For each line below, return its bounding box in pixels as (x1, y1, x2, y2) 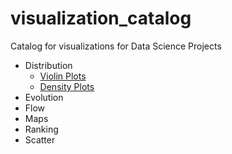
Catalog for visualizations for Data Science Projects (10, 40, 222, 52)
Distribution (24, 59, 73, 71)
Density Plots (39, 80, 95, 92)
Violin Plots (39, 70, 87, 82)
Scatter (24, 133, 56, 146)
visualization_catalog (10, 7, 192, 30)
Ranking (24, 123, 59, 135)
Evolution (24, 91, 64, 103)
